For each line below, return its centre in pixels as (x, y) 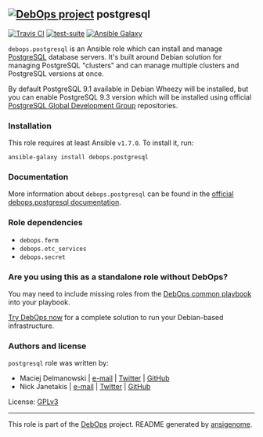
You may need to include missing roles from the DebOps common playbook (130, 294)
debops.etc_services (53, 249)
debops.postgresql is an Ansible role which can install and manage (115, 49)
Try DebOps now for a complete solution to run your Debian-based (116, 317)
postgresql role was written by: (58, 363)
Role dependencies (46, 223)
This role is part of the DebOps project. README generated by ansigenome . (130, 424)
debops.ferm (39, 240)
